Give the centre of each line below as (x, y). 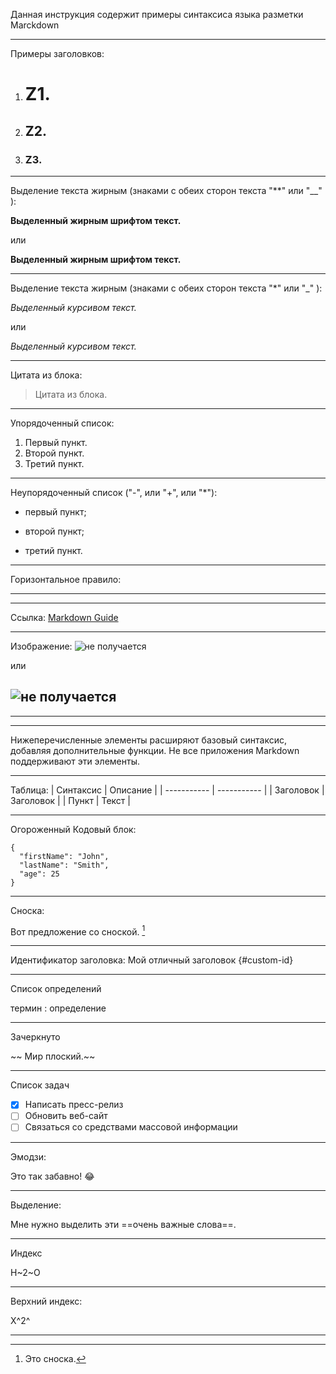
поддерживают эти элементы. (75, 761)
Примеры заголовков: (57, 53)
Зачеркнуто (35, 1037)
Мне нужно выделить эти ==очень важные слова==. (123, 1224)
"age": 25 (39, 874)
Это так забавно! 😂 (52, 1176)
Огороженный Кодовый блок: (73, 829)
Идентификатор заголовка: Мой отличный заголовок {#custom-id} (152, 960)
